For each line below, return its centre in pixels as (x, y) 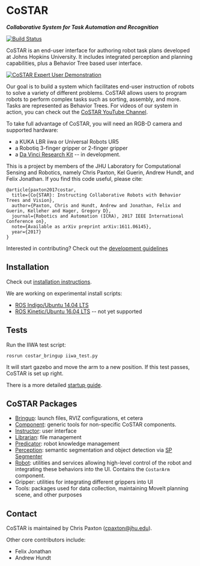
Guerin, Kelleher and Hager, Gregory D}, (59, 211)
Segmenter (29, 457)
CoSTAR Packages (42, 403)
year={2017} (27, 232)
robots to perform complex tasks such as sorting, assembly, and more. (94, 99)
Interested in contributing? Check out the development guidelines (87, 248)
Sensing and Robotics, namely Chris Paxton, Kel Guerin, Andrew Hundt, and (100, 172)
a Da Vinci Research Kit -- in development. (68, 154)
